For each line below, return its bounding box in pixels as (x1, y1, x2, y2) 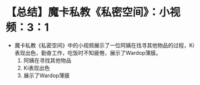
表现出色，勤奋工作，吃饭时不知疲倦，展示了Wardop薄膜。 (14, 49, 161, 56)
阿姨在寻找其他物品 (23, 57, 72, 64)
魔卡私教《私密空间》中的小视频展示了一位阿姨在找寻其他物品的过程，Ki (14, 42, 195, 49)
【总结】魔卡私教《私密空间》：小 (5, 5, 170, 19)
